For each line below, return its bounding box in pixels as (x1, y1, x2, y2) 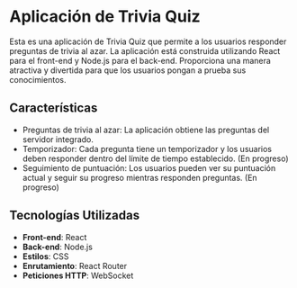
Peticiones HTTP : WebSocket (22, 270, 134, 281)
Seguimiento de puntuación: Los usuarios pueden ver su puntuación (22, 162, 276, 173)
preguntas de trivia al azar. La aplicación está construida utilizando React (9, 45, 281, 56)
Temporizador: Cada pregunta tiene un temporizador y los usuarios (22, 143, 273, 154)
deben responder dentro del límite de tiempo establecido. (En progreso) (22, 153, 289, 164)
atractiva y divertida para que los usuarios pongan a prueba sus (9, 65, 247, 76)
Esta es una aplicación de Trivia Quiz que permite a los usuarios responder (9, 36, 287, 47)
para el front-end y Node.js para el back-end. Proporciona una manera (9, 55, 272, 66)
